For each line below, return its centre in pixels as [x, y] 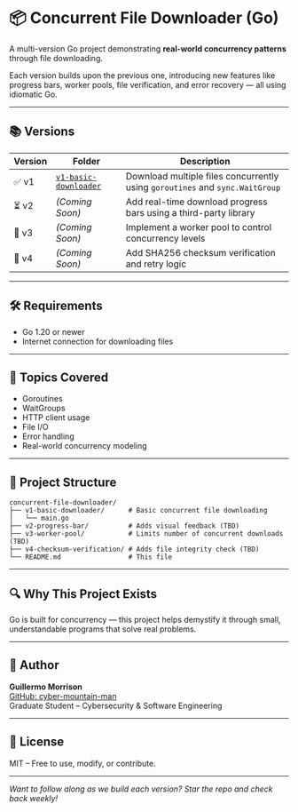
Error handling [48, 436]
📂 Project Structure [63, 482]
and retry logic [156, 264]
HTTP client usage [56, 418]
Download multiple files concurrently [202, 176]
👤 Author [34, 665]
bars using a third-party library [190, 212]
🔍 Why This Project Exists [83, 594]
